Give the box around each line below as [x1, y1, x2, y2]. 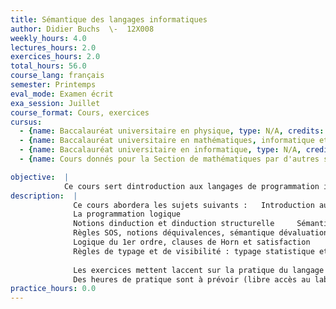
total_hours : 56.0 [10, 61, 87, 71]
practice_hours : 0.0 [10, 284, 97, 294]
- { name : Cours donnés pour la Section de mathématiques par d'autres [19, 154, 320, 164]
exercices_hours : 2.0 [10, 52, 101, 62]
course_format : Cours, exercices [10, 107, 150, 118]
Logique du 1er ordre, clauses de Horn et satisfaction [73, 237, 311, 247]
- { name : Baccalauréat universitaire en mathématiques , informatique [19, 136, 315, 146]
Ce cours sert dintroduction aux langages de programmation [63, 181, 320, 191]
